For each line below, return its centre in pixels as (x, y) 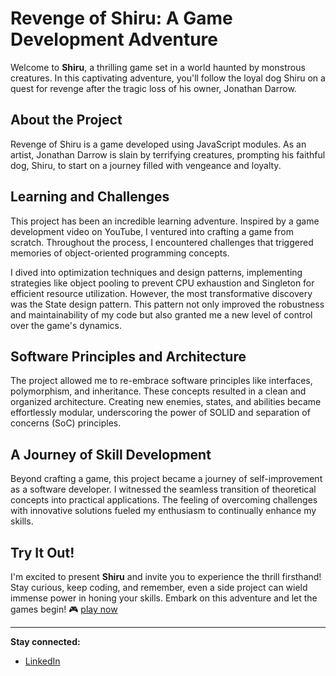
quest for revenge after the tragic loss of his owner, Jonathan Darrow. (153, 88)
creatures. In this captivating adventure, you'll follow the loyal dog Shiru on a (168, 78)
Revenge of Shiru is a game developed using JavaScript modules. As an (158, 144)
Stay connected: (45, 641)
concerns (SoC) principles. (66, 423)
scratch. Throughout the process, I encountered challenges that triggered (162, 242)
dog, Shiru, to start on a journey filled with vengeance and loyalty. (146, 165)
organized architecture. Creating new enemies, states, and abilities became (166, 402)
